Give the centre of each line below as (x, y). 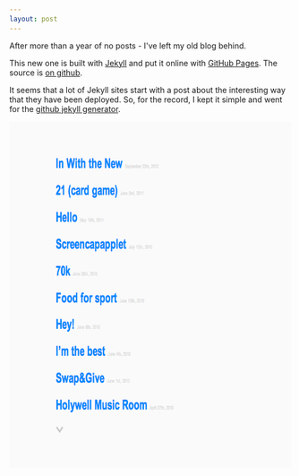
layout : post (34, 19)
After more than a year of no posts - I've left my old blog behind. (128, 46)
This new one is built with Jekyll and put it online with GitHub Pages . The (143, 63)
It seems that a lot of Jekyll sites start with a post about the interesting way (148, 90)
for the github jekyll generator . (65, 108)
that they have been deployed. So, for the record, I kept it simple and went (146, 100)
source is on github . (46, 73)
